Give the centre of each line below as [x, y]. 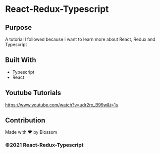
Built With [21, 60]
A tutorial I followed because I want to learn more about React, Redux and [80, 39]
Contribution [25, 121]
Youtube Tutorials [33, 93]
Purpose [19, 27]
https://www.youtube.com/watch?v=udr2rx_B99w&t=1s [62, 104]
